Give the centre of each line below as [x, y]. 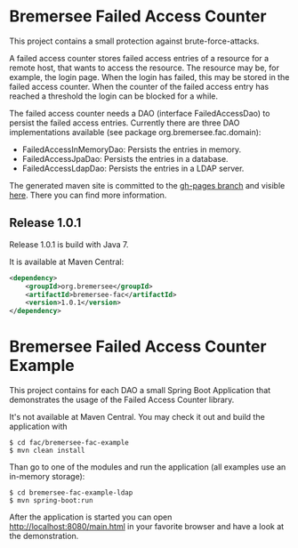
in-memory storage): [47, 477]
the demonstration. [44, 536]
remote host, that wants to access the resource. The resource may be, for [145, 68]
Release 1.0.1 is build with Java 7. [69, 244]
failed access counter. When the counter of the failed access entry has [139, 86]
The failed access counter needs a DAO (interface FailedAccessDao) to [140, 113]
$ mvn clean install [48, 451]
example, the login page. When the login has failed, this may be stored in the [149, 77]
